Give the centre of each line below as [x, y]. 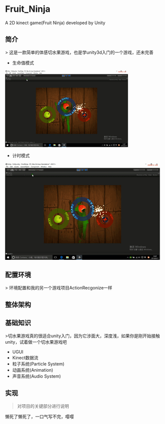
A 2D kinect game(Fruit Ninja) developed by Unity [55, 23]
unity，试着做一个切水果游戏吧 [36, 342]
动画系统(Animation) [33, 370]
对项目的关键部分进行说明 [43, 406]
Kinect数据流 [25, 357]
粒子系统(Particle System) [38, 364]
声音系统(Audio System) [37, 376]
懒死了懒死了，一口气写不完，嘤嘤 [40, 416]
